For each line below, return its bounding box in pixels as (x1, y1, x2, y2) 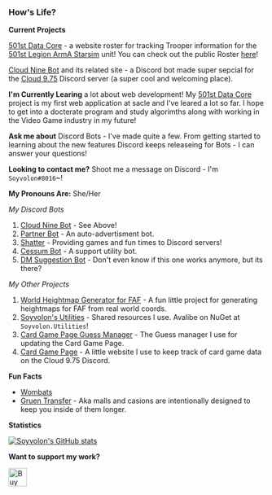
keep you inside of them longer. (20, 405, 127, 414)
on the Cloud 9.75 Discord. (20, 356, 111, 366)
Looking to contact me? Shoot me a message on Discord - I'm (8, 164, 218, 174)
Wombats (20, 388, 53, 397)
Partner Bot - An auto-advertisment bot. (20, 229, 155, 239)
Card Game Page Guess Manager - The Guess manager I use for (20, 330, 238, 339)
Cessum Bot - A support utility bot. (20, 247, 137, 256)
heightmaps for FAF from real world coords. (20, 304, 167, 313)
